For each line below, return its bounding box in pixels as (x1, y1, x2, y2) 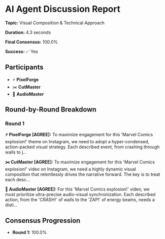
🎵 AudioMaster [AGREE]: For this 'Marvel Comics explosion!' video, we (5, 186, 150, 192)
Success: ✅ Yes (5, 48, 38, 54)
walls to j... (5, 149, 27, 155)
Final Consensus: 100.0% (5, 39, 58, 45)
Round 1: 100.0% (12, 230, 47, 236)
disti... (5, 202, 18, 208)
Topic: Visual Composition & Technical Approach (5, 20, 105, 26)
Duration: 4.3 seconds (5, 29, 51, 35)
